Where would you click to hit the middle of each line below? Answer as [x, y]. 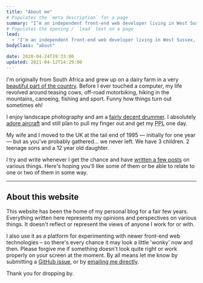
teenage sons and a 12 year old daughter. [58, 148]
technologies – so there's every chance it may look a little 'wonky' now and [100, 242]
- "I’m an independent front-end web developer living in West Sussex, [104, 40]
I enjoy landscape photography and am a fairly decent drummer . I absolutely [101, 117]
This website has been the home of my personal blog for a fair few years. [97, 212]
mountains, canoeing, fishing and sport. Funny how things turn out [89, 99]
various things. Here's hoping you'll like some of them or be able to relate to [101, 166]
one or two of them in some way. [47, 172]
